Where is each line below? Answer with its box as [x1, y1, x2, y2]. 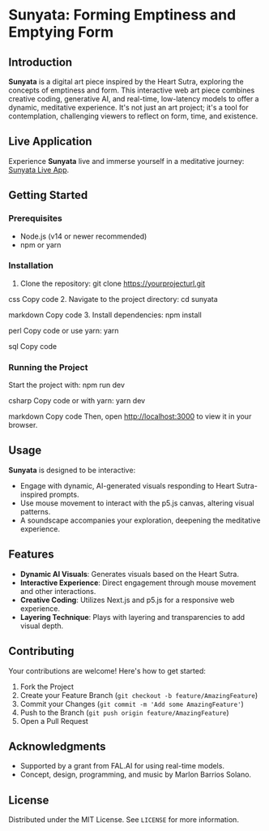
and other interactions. [19, 586, 96, 596]
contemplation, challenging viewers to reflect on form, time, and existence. [8, 111, 258, 121]
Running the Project [8, 361, 88, 372]
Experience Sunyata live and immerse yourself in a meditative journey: [8, 156, 245, 166]
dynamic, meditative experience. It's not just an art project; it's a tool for [8, 103, 249, 112]
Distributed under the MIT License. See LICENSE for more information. [8, 815, 239, 825]
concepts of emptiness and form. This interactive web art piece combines [8, 85, 255, 95]
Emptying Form [8, 23, 114, 41]
